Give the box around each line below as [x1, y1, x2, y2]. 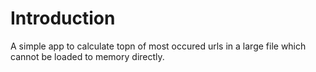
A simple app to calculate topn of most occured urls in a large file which [10, 40, 307, 52]
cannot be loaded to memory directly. [10, 50, 165, 62]
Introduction [10, 7, 116, 30]
